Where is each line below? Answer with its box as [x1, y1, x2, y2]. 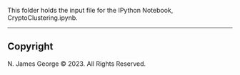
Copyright [7, 40, 54, 52]
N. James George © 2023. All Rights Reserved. [7, 59, 146, 68]
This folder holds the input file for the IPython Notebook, [7, 6, 174, 14]
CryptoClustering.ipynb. [7, 13, 79, 22]
